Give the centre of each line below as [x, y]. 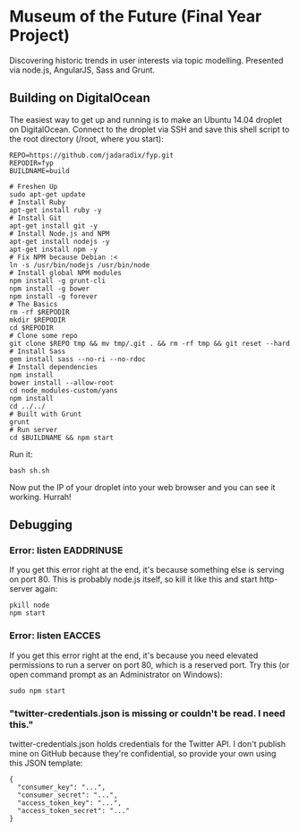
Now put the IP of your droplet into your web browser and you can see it [142, 487]
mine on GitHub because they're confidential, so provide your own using [143, 754]
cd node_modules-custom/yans [64, 390]
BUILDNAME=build [39, 171]
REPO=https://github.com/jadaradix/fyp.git [92, 155]
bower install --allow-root [62, 383]
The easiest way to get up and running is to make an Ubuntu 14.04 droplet [146, 119]
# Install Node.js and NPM [60, 234]
